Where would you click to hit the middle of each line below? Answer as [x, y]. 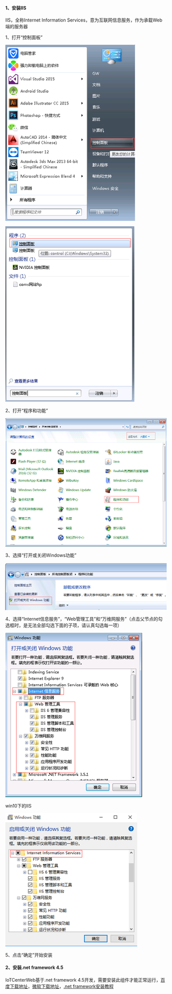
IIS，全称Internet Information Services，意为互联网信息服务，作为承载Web [84, 20]
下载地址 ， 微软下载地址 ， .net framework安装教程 [62, 986]
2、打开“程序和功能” [27, 411]
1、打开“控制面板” [24, 37]
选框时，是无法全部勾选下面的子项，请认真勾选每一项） [63, 625]
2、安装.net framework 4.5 [35, 967]
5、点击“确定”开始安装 [29, 955]
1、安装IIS [16, 8]
